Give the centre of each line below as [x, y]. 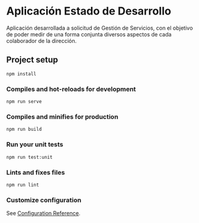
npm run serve [24, 102]
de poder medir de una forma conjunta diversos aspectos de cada [89, 34]
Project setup [32, 60]
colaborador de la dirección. [42, 41]
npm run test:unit [29, 157]
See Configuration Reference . [43, 213]
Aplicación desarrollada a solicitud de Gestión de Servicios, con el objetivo [99, 28]
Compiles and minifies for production [62, 116]
